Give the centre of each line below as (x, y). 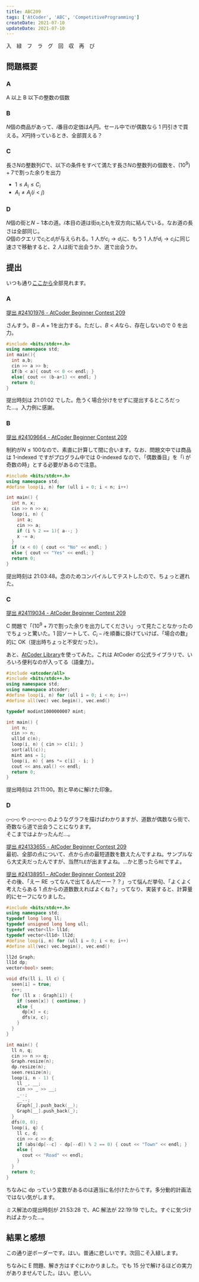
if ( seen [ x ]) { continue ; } (51, 1001)
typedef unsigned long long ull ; (48, 924)
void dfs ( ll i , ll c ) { (36, 979)
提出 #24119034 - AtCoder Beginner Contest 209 (66, 613)
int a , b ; (22, 360)
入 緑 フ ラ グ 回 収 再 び (50, 46)
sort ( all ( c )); (29, 750)
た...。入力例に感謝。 (32, 407)
